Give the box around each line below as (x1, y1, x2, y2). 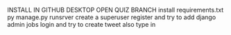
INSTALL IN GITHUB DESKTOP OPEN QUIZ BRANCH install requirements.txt (7, 6, 224, 14)
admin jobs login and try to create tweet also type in (7, 21, 156, 28)
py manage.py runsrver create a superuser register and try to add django (7, 13, 216, 21)
